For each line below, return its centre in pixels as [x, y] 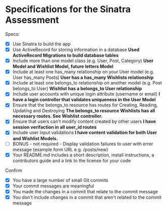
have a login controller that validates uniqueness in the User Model [84, 100]
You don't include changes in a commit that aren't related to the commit [87, 197]
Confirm [14, 170]
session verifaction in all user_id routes [54, 127]
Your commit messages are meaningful [53, 186]
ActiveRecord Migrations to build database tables [66, 55]
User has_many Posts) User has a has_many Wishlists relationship [83, 77]
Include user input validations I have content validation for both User [85, 133]
